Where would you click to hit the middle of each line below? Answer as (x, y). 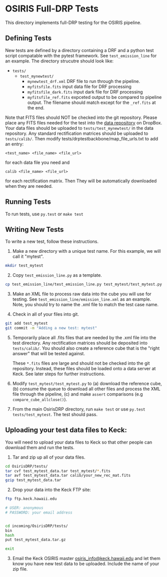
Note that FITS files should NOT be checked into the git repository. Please (81, 117)
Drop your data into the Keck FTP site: (51, 490)
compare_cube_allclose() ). (40, 399)
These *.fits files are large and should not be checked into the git (81, 363)
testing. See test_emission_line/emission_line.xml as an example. (82, 299)
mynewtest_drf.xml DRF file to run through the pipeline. (84, 81)
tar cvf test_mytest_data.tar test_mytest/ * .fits (58, 471)
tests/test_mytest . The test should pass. (55, 414)
